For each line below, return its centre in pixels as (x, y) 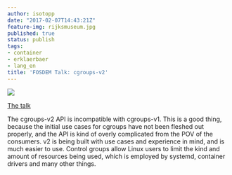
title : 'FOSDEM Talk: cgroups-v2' (58, 72)
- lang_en (22, 66)
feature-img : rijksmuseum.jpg (52, 27)
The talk (19, 105)
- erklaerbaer (28, 59)
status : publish (31, 40)
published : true (31, 33)
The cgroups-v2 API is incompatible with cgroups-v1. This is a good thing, (115, 119)
